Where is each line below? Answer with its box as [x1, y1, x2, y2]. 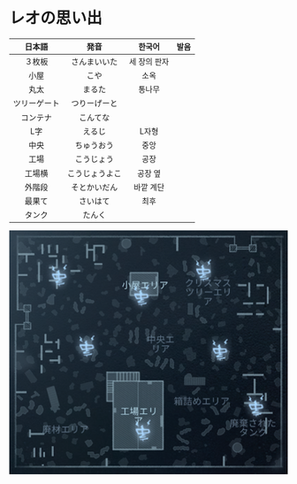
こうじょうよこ [67, 167, 122, 178]
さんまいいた [71, 56, 118, 66]
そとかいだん [71, 181, 118, 192]
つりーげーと [71, 98, 118, 109]
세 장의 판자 [129, 56, 170, 66]
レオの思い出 [9, 8, 103, 28]
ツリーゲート [12, 98, 60, 109]
